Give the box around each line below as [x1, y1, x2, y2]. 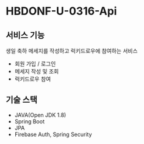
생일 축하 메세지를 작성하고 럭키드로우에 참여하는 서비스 [5, 47, 138, 54]
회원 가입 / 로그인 [14, 60, 56, 67]
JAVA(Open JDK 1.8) [14, 111, 67, 118]
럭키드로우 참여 [14, 75, 51, 83]
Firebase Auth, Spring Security [14, 131, 92, 138]
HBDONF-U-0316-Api [5, 4, 117, 18]
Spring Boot [14, 117, 45, 125]
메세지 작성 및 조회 [14, 68, 59, 75]
